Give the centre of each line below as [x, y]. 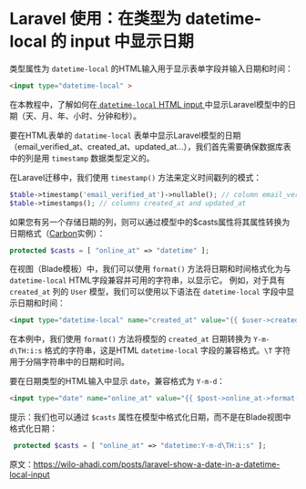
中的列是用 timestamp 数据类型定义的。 [82, 158]
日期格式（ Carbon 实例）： [57, 233]
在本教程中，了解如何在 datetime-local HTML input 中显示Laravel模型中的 [149, 104]
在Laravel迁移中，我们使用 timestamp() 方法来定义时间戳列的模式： [136, 177]
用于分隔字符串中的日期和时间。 [69, 362]
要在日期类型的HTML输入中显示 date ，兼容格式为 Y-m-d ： [117, 381]
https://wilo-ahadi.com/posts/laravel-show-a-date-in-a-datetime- [157, 464]
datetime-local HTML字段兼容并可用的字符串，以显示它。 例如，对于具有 [148, 280]
